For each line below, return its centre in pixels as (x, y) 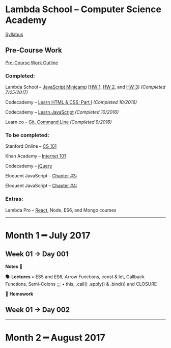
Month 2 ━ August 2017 (55, 338)
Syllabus (14, 34)
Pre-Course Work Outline (32, 63)
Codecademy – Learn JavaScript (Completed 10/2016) (62, 112)
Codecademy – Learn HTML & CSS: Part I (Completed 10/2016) (71, 102)
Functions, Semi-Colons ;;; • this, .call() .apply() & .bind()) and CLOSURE (81, 284)
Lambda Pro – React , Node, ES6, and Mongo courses (61, 210)
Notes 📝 (14, 266)
